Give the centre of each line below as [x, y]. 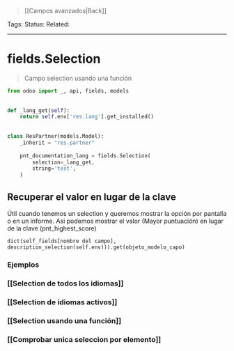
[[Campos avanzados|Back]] [65, 11]
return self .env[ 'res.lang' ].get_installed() [87, 117]
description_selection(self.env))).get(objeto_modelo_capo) [96, 247]
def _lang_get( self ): [39, 110]
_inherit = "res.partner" [57, 143]
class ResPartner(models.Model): [56, 136]
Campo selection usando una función [78, 78]
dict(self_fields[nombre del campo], [62, 241]
